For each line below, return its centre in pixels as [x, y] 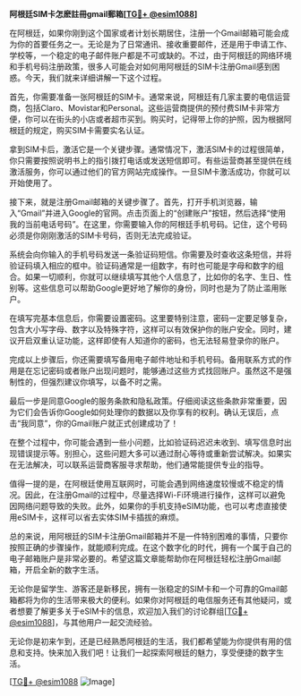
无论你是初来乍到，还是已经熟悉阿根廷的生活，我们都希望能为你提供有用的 [146, 641]
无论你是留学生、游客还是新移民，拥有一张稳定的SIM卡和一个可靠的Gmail [145, 589]
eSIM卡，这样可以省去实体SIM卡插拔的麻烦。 [100, 517]
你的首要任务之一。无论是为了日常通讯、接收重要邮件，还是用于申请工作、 [154, 44]
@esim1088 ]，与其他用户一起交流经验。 [83, 622]
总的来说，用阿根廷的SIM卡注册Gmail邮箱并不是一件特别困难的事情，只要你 [149, 536]
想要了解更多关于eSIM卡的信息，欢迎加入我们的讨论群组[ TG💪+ [133, 611]
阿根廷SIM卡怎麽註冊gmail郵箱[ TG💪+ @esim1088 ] [103, 14]
